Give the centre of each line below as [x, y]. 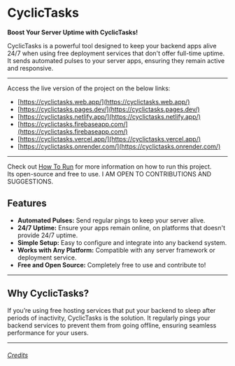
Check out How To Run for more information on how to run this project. [109, 167]
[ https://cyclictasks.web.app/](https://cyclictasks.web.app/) [104, 101]
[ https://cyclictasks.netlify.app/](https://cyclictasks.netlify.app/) [109, 116]
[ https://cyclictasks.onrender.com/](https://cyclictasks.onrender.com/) [119, 146]
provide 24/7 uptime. [48, 235]
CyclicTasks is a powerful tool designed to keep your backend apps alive [112, 45]
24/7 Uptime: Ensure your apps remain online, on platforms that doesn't [121, 227]
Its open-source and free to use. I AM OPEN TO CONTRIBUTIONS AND [109, 174]
